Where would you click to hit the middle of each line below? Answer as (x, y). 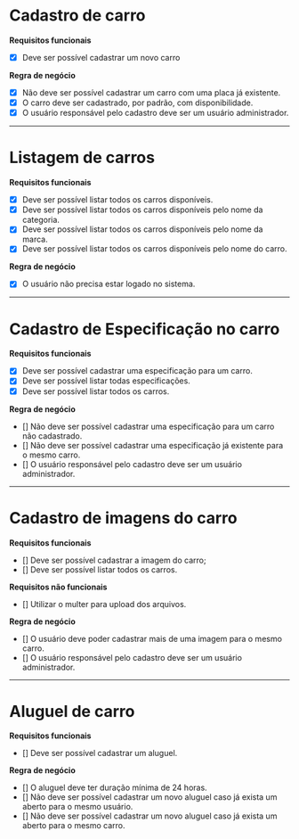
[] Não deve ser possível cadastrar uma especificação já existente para (153, 445)
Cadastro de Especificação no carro (145, 329)
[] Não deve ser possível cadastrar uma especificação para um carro (148, 426)
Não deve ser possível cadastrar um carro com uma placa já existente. (151, 93)
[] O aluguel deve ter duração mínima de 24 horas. (114, 788)
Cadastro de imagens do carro (123, 518)
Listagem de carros (82, 158)
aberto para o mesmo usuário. (77, 807)
